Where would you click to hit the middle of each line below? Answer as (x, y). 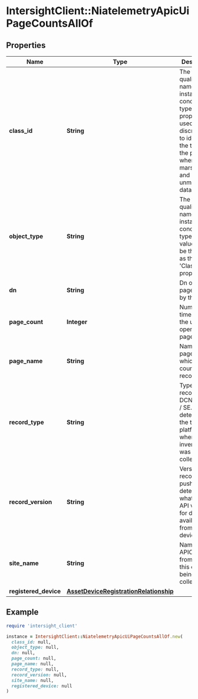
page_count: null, (34, 659)
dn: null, (23, 653)
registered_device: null (42, 686)
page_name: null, (33, 664)
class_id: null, (31, 642)
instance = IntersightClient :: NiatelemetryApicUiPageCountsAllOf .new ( (95, 636)
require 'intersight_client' (42, 626)
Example (22, 612)
